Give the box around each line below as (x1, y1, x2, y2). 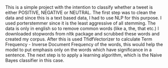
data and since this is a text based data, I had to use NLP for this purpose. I (5, 15, 162, 20)
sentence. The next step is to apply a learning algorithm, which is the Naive (5, 52, 162, 58)
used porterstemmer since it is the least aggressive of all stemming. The (5, 20, 156, 26)
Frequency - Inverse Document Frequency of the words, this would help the (5, 41, 163, 47)
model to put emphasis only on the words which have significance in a (5, 47, 152, 52)
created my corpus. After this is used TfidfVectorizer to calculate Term (5, 36, 153, 42)
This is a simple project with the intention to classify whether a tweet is (5, 4, 153, 10)
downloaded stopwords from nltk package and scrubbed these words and (5, 31, 160, 36)
